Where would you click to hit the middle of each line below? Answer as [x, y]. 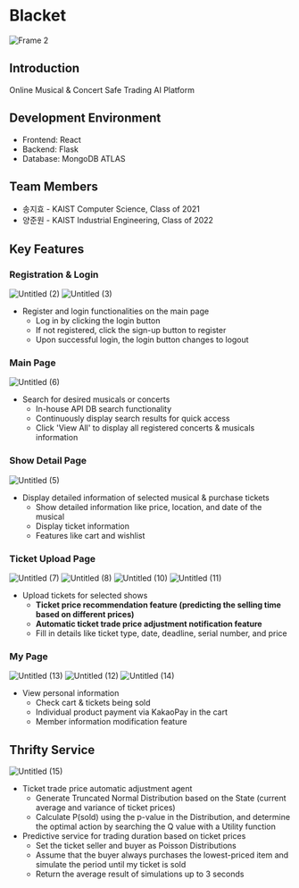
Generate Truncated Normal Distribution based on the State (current [161, 798]
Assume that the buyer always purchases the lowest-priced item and [162, 855]
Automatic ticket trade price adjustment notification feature [149, 624]
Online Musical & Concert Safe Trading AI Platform [102, 89]
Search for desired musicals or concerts [96, 399]
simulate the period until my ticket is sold [111, 865]
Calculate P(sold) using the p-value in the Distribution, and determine [163, 817]
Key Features [47, 249]
